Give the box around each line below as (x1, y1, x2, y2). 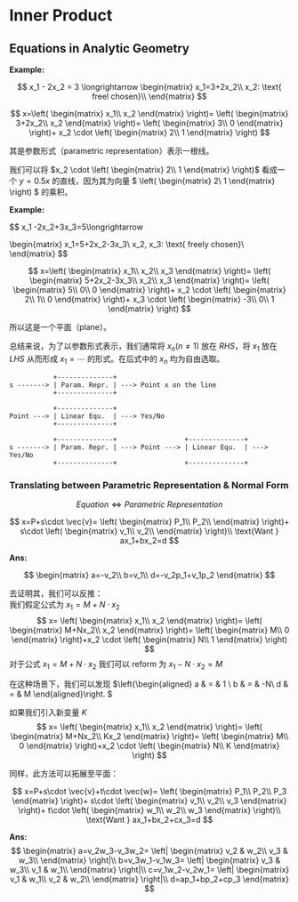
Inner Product (9, 5, 113, 26)
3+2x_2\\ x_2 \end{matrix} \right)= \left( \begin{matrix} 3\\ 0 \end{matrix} (15, 117, 284, 128)
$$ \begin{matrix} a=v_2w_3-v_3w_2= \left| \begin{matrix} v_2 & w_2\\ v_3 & (10, 846, 289, 857)
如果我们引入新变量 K (9, 707, 87, 718)
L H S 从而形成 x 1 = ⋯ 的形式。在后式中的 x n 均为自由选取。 (9, 353, 225, 366)
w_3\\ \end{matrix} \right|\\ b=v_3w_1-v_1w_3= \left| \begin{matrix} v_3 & (18, 855, 281, 866)
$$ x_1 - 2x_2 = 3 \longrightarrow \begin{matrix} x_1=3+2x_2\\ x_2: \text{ (17, 82, 282, 92)
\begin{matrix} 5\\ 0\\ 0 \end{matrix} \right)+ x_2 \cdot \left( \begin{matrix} (12, 285, 286, 294)
